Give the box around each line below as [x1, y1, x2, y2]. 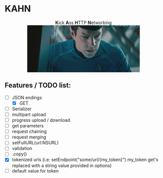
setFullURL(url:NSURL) [11, 140, 59, 146]
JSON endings [11, 94, 42, 100]
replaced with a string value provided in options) [11, 162, 112, 168]
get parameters [11, 123, 44, 129]
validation [11, 145, 32, 151]
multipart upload [11, 111, 46, 117]
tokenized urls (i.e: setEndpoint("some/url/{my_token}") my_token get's [11, 156, 158, 163]
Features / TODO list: [4, 81, 71, 90]
